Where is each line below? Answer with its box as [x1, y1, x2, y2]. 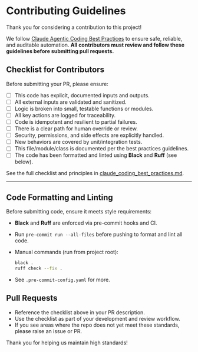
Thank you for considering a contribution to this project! [6, 24, 142, 31]
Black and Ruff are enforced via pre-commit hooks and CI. [14, 219, 157, 226]
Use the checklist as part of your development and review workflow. [14, 315, 181, 322]
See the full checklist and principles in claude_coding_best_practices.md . [6, 170, 184, 177]
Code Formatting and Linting [6, 192, 113, 202]
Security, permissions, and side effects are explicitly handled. [14, 131, 164, 139]
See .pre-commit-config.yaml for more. [14, 276, 110, 283]
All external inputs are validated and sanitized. [14, 98, 127, 106]
